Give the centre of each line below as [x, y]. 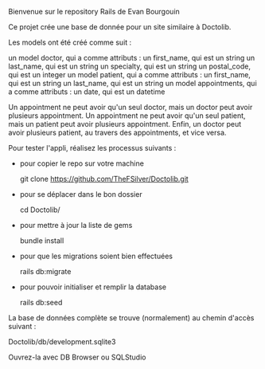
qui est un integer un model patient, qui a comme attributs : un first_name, [129, 75]
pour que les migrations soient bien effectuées [96, 256]
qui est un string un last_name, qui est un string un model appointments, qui [132, 83]
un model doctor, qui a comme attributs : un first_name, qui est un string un [132, 58]
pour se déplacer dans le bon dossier [81, 194]
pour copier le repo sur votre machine [82, 163]
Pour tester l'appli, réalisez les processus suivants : [92, 148]
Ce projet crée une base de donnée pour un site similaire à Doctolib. [120, 27]
